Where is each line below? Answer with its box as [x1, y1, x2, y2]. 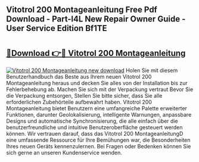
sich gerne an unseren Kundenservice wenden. [6, 149, 122, 156]
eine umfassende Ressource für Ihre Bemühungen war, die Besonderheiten [6, 136, 191, 144]
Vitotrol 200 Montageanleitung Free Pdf [6, 5, 158, 15]
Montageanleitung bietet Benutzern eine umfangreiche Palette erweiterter [6, 105, 188, 112]
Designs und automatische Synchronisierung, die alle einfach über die [6, 117, 178, 124]
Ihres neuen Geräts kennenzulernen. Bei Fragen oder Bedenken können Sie [6, 143, 191, 149]
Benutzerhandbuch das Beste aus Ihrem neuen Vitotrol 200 [6, 73, 152, 80]
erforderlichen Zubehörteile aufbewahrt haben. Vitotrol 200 [6, 98, 152, 105]
